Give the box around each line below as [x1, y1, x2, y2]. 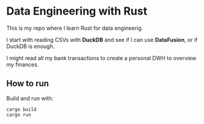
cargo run [6, 111, 32, 118]
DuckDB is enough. [6, 43, 55, 50]
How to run [6, 78, 49, 89]
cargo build [6, 106, 37, 112]
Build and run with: [6, 94, 54, 102]
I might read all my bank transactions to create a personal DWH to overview [6, 54, 197, 61]
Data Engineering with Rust [6, 4, 148, 18]
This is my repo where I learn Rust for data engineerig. [6, 24, 144, 32]
